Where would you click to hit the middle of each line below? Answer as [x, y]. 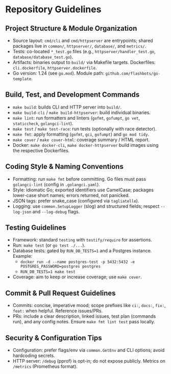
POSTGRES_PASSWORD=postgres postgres [60, 267]
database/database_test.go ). [43, 57]
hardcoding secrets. [34, 356]
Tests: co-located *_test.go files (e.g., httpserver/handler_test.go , [84, 51]
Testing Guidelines [36, 228]
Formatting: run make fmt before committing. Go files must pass [79, 179]
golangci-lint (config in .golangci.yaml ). [56, 184]
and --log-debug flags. [56, 211]
